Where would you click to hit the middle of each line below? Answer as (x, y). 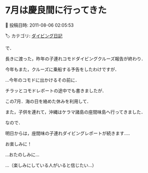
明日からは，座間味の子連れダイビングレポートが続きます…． (69, 133)
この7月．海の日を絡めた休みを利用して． (48, 101)
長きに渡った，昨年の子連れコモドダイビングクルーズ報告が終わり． (76, 59)
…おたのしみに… (22, 154)
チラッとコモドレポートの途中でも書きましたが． (56, 90)
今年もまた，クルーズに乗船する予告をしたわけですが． (62, 69)
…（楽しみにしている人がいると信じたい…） (51, 165)
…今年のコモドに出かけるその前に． (42, 80)
